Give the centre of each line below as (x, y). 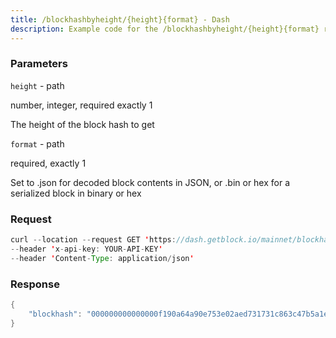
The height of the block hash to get (82, 124)
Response (35, 284)
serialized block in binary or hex (76, 193)
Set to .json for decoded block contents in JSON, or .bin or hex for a (150, 182)
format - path (37, 143)
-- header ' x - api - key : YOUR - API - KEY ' (86, 249)
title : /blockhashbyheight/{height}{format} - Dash (120, 19)
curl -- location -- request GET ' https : (93, 240)
